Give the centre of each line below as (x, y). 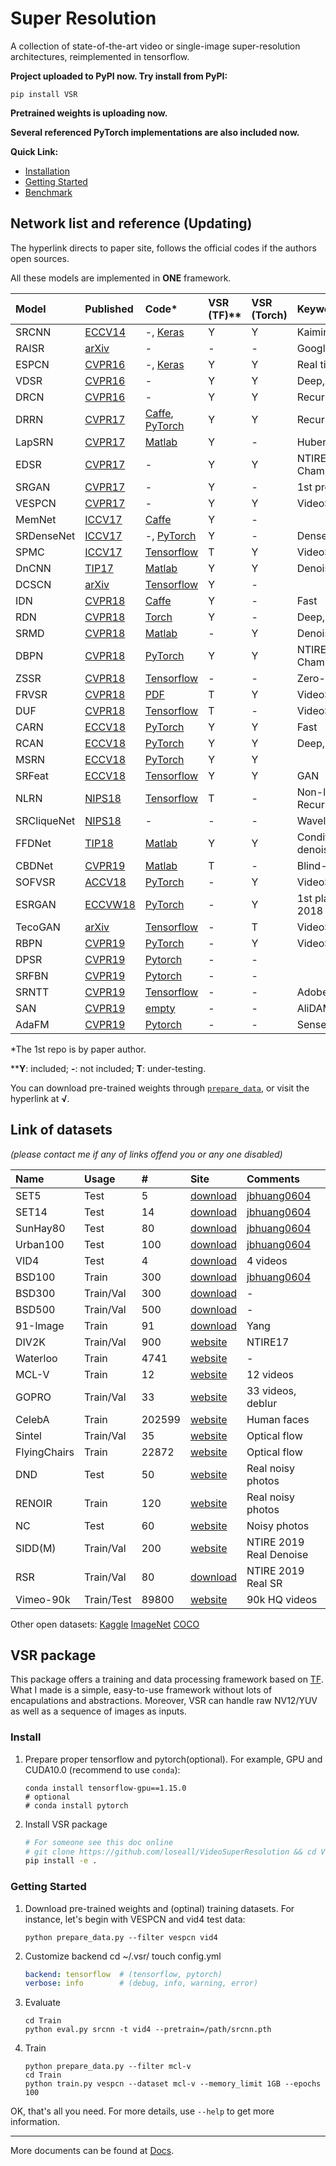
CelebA (32, 1419)
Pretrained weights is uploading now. (89, 113)
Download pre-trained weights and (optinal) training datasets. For (159, 1908)
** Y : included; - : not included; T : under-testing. (108, 1068)
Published (109, 309)
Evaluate (43, 2003)
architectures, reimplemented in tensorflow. (100, 56)
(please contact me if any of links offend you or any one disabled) (146, 1154)
